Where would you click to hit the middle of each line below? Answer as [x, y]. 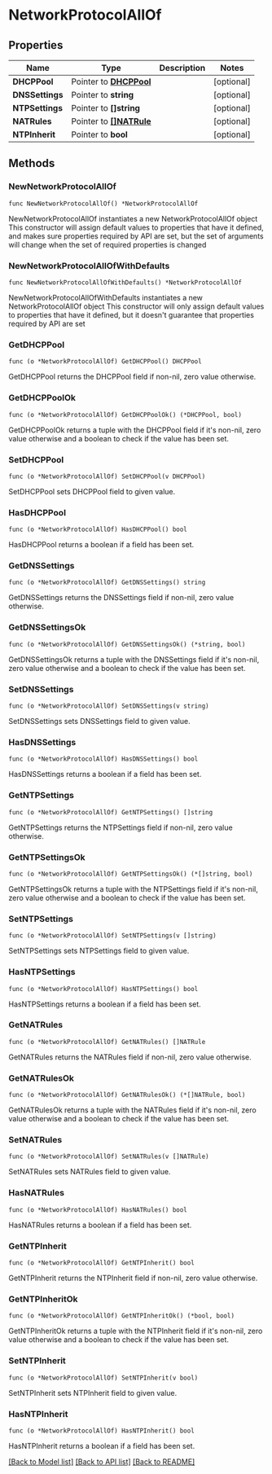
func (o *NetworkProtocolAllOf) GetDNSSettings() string [107, 583]
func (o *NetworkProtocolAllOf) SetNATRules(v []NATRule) [109, 1157]
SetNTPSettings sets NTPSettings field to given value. [99, 951]
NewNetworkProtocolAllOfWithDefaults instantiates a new [106, 297]
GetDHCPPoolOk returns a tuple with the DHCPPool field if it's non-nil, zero [135, 430]
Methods [32, 163]
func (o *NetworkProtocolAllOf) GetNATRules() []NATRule [107, 1042]
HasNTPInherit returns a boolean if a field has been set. [102, 1445]
